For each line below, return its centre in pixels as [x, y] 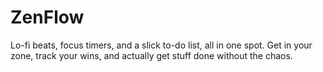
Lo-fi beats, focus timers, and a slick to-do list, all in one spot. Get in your [161, 45]
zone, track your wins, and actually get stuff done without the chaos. [151, 55]
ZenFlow [47, 17]
